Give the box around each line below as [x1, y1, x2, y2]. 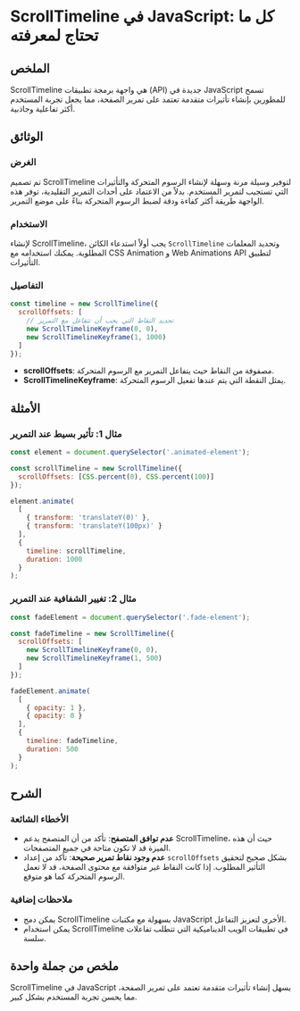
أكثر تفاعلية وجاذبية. [10, 104, 75, 113]
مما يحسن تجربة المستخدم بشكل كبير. [10, 991, 137, 1002]
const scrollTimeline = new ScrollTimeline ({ [10, 464, 182, 472]
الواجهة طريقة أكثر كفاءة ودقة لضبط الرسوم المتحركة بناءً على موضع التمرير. [10, 195, 264, 206]
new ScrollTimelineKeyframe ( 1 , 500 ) [26, 654, 163, 663]
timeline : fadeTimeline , [26, 737, 119, 746]
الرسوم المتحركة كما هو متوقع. [22, 871, 126, 881]
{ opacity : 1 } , [26, 703, 87, 712]
